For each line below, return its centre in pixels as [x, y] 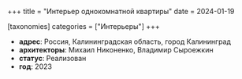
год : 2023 [35, 66]
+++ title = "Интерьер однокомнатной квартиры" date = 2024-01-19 [121, 11]
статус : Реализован [52, 58]
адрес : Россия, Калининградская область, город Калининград [125, 41]
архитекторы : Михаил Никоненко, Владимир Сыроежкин [116, 50]
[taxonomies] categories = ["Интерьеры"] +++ [84, 26]
